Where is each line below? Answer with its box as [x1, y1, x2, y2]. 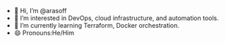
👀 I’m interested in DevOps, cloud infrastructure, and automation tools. [13, 14, 219, 22]
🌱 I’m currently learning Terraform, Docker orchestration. [13, 21, 180, 29]
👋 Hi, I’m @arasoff [13, 7, 67, 15]
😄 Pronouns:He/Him [13, 28, 75, 37]
